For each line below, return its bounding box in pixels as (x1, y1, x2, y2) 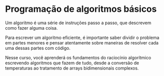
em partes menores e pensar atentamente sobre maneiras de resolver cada (5, 39, 159, 45)
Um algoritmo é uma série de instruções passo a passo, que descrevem (5, 20, 152, 26)
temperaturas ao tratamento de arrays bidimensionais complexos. (5, 65, 139, 71)
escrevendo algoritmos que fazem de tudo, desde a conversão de (5, 60, 139, 66)
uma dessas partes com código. (5, 45, 71, 51)
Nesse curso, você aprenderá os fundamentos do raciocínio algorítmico (5, 54, 152, 60)
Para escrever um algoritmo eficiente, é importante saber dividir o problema (5, 35, 160, 40)
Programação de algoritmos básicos (5, 3, 157, 15)
